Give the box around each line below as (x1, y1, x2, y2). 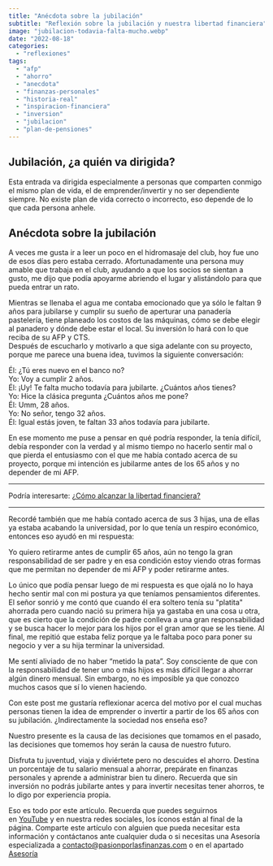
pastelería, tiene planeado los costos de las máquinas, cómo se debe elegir (8, 315, 261, 325)
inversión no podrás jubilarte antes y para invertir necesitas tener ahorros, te (8, 782, 265, 791)
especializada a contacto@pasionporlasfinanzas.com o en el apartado (8, 840, 244, 850)
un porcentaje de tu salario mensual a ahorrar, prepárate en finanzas (8, 764, 238, 774)
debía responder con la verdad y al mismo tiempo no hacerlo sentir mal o (8, 442, 253, 452)
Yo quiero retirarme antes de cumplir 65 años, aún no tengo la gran (8, 548, 233, 557)
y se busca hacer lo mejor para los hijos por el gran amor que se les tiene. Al (8, 623, 265, 634)
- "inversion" (15, 110, 63, 119)
